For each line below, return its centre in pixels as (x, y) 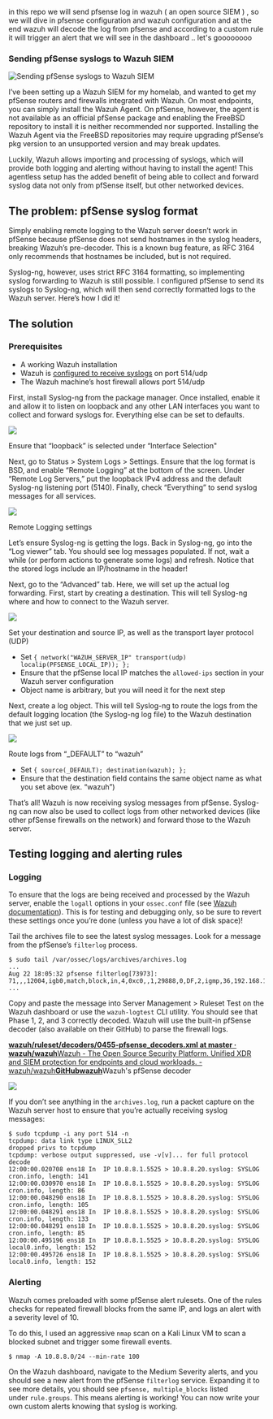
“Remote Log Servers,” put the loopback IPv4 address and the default (125, 478)
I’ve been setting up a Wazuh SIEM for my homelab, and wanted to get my (132, 92)
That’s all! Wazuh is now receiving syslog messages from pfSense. (120, 803)
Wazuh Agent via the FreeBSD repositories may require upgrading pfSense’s (136, 135)
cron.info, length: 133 (49, 1219)
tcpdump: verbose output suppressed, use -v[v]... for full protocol (129, 1155)
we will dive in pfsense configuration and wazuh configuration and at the (130, 20)
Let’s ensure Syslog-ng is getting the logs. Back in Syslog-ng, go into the (130, 543)
